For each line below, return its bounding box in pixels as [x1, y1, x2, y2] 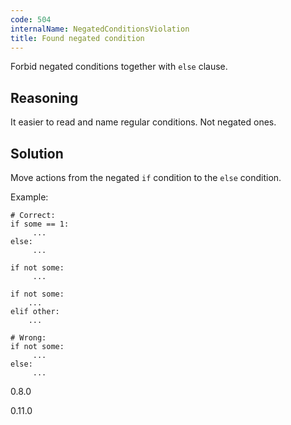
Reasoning [10, 89, 79, 106]
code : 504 [10, 14, 52, 25]
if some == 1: [10, 219, 70, 229]
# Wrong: [10, 333, 47, 343]
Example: [10, 191, 49, 203]
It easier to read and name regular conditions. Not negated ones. [10, 116, 277, 128]
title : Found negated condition [10, 33, 145, 43]
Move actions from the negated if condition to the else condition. [10, 172, 282, 183]
